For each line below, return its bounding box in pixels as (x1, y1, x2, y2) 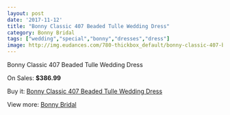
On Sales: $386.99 (7, 74, 62, 82)
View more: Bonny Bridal (7, 101, 77, 108)
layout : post (7, 10, 44, 17)
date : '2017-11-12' (7, 16, 63, 23)
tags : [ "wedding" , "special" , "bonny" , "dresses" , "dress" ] (7, 36, 170, 42)
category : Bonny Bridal (7, 29, 75, 36)
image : (7, 42, 26, 49)
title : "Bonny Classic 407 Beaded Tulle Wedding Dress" (7, 23, 170, 29)
